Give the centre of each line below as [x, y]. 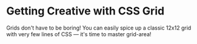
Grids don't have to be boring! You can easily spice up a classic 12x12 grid [99, 28]
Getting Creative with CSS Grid [85, 11]
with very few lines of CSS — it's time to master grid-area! [79, 34]
